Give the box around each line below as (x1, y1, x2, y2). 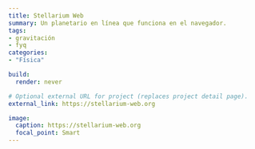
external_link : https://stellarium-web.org (8, 100, 156, 108)
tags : (8, 26, 26, 34)
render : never (15, 77, 62, 86)
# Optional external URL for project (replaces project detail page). (8, 92, 249, 100)
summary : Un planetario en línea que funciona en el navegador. (8, 19, 227, 27)
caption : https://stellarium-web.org (15, 121, 141, 130)
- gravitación (8, 33, 56, 42)
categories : (8, 49, 48, 57)
